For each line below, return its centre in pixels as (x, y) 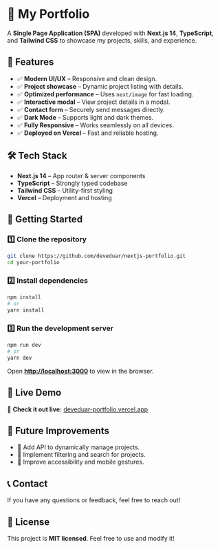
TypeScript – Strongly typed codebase (72, 183)
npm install (24, 298)
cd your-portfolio (33, 263)
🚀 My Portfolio (48, 14)
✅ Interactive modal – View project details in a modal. (93, 102)
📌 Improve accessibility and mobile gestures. (80, 462)
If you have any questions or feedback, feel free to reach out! (94, 500)
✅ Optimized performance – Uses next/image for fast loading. (105, 94)
